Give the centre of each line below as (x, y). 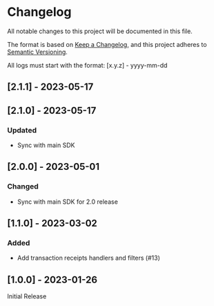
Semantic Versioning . (37, 52)
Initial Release (27, 296)
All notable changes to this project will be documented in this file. (100, 31)
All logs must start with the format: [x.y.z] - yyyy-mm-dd (87, 65)
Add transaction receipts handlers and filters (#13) (89, 258)
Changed (23, 187)
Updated (22, 130)
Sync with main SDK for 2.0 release (68, 202)
